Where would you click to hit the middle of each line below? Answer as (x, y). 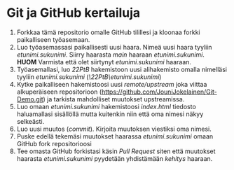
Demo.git (30, 99)
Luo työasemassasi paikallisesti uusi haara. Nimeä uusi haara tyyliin (114, 47)
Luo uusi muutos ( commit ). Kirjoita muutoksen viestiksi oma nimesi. (114, 129)
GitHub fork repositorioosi (54, 143)
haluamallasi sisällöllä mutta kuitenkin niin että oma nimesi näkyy (110, 114)
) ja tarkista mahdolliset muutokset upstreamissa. (114, 99)
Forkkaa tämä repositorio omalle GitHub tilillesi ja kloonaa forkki (108, 32)
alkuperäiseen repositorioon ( (59, 92)
